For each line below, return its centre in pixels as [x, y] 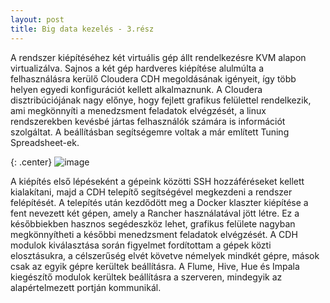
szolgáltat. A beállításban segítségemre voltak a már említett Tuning [150, 132]
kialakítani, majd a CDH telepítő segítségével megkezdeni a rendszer [151, 192]
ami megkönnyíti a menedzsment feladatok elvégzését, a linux [138, 110]
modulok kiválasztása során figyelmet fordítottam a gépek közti [141, 245]
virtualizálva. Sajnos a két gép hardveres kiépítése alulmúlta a [137, 68]
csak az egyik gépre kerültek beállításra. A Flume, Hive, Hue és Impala [155, 266]
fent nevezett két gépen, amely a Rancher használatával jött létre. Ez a [155, 213]
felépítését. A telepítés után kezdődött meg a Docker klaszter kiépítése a [159, 202]
